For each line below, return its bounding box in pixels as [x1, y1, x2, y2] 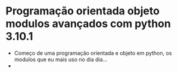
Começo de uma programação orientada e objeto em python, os [14, 49, 172, 56]
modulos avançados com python [5, 17, 171, 31]
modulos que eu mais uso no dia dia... [14, 56, 108, 63]
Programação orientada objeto [5, 4, 160, 18]
